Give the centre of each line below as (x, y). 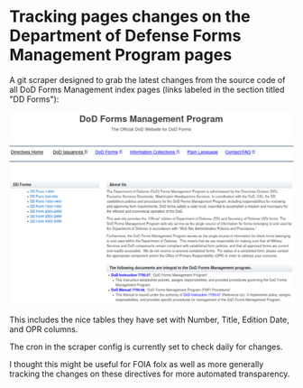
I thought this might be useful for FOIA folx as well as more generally (137, 364)
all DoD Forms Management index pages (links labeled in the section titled (147, 89)
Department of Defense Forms (125, 36)
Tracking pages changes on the (130, 17)
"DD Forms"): (34, 99)
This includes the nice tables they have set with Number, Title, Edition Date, (150, 319)
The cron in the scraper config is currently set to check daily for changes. (146, 346)
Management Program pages (121, 55)
